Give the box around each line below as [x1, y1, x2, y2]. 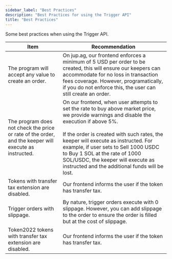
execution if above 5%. [62, 118, 119, 125]
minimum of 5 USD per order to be [62, 58, 146, 66]
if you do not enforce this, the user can [62, 84, 156, 91]
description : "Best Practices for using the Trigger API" [5, 12, 132, 17]
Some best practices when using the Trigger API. [5, 31, 109, 37]
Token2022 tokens [8, 226, 54, 233]
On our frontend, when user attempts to [62, 98, 158, 106]
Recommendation [91, 43, 136, 50]
